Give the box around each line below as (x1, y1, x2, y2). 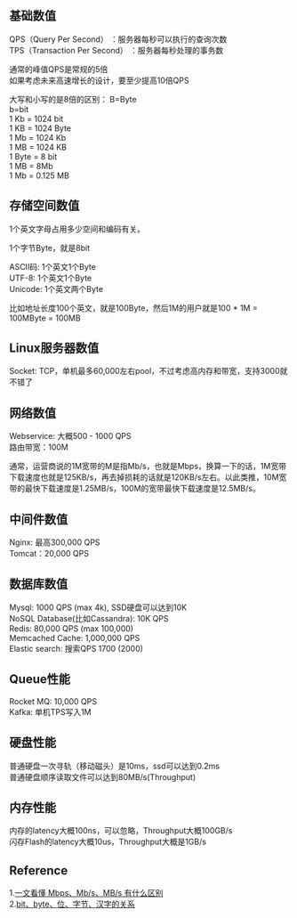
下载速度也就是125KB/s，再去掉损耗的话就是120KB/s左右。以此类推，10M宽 (9, 472, 287, 483)
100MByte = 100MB (9, 313, 82, 323)
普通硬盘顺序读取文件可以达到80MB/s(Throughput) (9, 771, 197, 782)
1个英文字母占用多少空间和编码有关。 (9, 223, 145, 234)
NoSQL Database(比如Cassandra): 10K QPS (9, 613, 169, 623)
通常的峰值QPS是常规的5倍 (9, 63, 108, 74)
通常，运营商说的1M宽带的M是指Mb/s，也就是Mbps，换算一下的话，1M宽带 (9, 461, 287, 472)
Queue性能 (9, 671, 71, 687)
